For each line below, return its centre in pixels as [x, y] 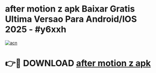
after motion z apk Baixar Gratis [70, 9]
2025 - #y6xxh [36, 29]
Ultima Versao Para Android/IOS [71, 19]
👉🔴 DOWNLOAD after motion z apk [78, 63]
